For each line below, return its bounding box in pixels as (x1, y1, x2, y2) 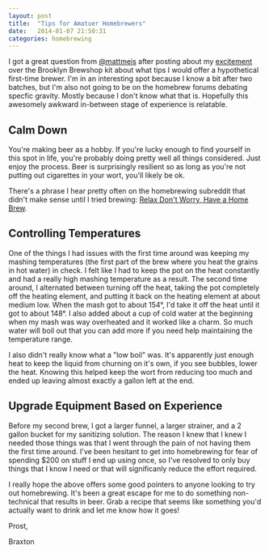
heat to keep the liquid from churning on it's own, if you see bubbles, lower (8, 358, 258, 368)
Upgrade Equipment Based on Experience (8, 399, 223, 413)
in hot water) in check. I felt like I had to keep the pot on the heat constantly (8, 265, 260, 275)
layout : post (8, 11, 53, 20)
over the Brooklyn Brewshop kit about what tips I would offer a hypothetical (8, 66, 259, 75)
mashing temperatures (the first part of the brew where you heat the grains (8, 257, 258, 266)
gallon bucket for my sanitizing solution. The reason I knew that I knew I (8, 429, 247, 439)
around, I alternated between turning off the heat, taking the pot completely (8, 283, 260, 292)
